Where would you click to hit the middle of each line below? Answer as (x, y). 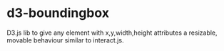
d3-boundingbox (58, 13)
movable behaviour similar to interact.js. (65, 40)
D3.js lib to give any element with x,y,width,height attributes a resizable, (112, 33)
